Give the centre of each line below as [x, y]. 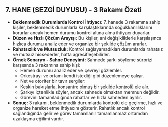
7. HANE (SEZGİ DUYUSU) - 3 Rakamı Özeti [73, 10]
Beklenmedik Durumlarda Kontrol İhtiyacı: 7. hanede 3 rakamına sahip [87, 22]
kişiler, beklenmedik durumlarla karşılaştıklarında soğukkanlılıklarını [82, 27]
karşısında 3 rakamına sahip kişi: [47, 65]
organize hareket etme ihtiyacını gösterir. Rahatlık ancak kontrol [79, 108]
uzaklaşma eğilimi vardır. [38, 119]
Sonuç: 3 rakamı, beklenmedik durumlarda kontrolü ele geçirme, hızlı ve [88, 103]
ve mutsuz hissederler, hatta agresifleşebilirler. [61, 54]
